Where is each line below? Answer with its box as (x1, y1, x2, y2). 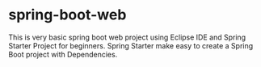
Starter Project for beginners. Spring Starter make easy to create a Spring (8, 40, 254, 50)
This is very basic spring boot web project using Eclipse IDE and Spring (8, 32, 246, 42)
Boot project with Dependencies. (8, 49, 118, 59)
